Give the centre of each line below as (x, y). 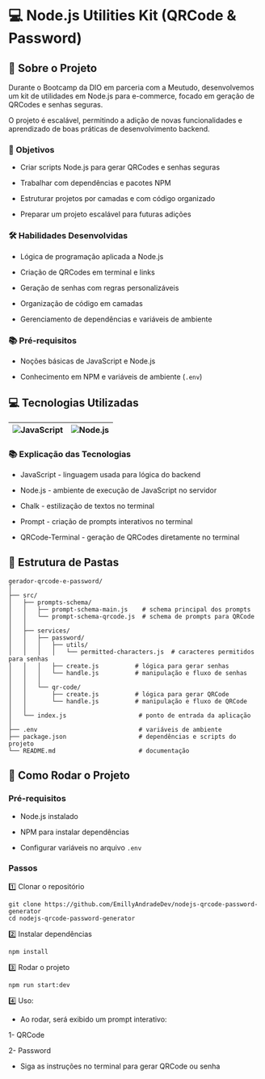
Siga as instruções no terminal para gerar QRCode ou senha (120, 1066)
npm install (28, 951)
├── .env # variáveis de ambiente (115, 729)
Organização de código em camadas (81, 303)
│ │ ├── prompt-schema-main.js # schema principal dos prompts (130, 609)
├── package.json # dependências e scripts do (122, 737)
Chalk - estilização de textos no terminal (87, 506)
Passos (23, 868)
